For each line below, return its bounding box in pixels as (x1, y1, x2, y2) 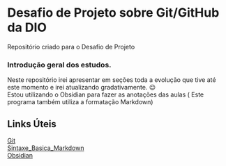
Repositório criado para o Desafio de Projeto (7, 42, 135, 51)
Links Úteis (7, 118, 57, 130)
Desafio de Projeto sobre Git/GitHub (7, 5, 220, 21)
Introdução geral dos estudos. (7, 60, 112, 69)
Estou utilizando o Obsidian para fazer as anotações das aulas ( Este (7, 90, 204, 99)
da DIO (7, 19, 47, 35)
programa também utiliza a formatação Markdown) (7, 98, 153, 106)
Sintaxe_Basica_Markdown (7, 144, 84, 152)
